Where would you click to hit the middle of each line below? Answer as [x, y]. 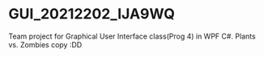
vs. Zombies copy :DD [45, 44]
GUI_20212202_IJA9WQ [92, 14]
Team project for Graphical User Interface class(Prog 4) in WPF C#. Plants [132, 36]
